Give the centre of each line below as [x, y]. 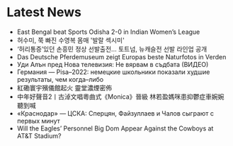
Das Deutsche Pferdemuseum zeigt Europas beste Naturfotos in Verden [121, 56]
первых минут [39, 121]
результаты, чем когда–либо [60, 79]
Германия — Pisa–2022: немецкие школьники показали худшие [113, 72]
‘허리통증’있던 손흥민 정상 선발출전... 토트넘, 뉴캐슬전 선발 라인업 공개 [112, 49]
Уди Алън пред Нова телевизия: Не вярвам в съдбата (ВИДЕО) [113, 64]
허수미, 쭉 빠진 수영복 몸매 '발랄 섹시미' [70, 40]
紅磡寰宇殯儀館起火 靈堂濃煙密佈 [64, 87]
